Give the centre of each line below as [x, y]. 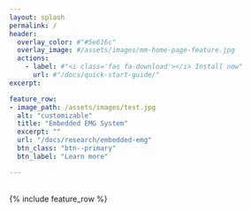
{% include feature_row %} [58, 199]
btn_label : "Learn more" [63, 156]
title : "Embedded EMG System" [72, 124]
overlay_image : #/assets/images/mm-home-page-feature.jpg [126, 50]
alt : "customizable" [55, 116]
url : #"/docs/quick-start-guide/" [96, 75]
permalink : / [33, 26]
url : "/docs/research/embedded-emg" [84, 140]
